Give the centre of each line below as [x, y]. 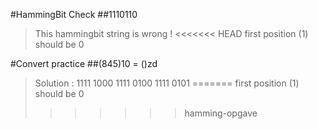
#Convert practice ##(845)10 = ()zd [84, 63]
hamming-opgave [221, 113]
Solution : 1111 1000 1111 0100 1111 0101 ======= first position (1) [167, 83]
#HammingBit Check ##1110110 [74, 14]
